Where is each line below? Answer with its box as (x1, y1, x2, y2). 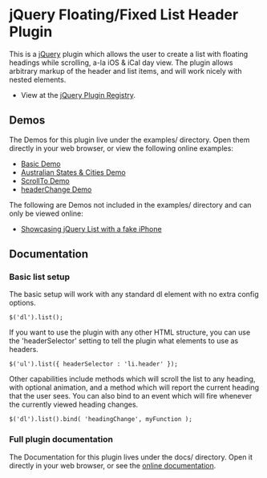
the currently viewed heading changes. (9, 399, 139, 410)
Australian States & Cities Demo (20, 167, 127, 177)
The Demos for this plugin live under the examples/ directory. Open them (9, 135, 250, 144)
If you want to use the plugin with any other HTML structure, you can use (9, 327, 251, 338)
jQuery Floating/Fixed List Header (9, 6, 239, 24)
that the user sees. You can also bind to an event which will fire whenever (9, 391, 253, 401)
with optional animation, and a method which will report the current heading (9, 383, 260, 392)
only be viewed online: (9, 209, 83, 218)
